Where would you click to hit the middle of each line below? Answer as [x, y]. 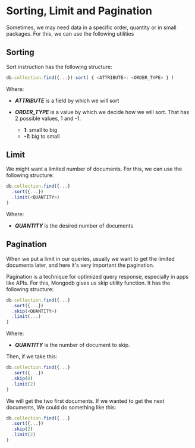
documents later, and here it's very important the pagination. [80, 265]
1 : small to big [40, 130]
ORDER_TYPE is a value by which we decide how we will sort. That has [102, 112]
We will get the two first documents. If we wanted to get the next [85, 401]
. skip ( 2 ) [22, 429]
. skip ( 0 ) [22, 378]
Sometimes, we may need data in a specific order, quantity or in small [91, 27]
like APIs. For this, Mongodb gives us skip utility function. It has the [88, 283]
